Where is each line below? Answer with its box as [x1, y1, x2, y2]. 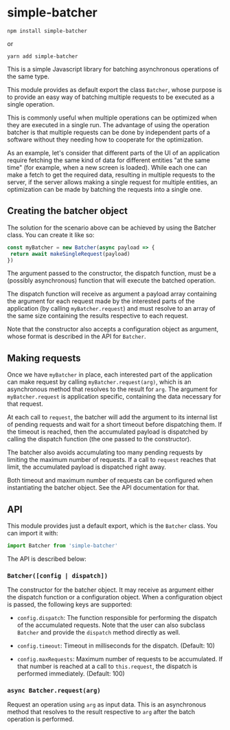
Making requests [7, 352, 81, 364]
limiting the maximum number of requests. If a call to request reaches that [7, 456, 216, 464]
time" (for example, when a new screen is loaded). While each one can [7, 163, 207, 171]
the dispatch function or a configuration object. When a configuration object [7, 593, 223, 601]
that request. [7, 400, 43, 408]
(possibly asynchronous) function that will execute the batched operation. [7, 276, 216, 285]
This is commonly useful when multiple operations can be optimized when [7, 113, 218, 122]
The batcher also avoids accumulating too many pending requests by [7, 448, 203, 456]
